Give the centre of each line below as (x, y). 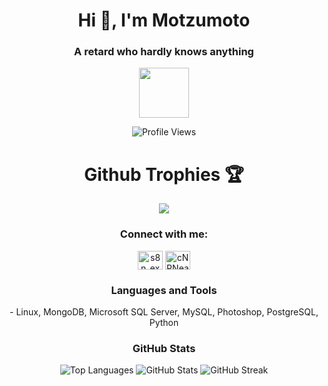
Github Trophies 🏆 (164, 174)
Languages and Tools (164, 290)
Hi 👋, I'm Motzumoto (164, 20)
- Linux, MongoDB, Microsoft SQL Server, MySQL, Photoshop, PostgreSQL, (164, 312)
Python (164, 323)
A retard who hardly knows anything (164, 52)
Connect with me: (164, 234)
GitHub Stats (164, 348)
